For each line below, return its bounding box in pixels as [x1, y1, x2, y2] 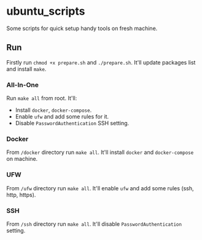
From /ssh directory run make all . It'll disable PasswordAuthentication [6, 220, 182, 228]
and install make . [6, 65, 47, 72]
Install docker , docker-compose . [15, 106, 92, 114]
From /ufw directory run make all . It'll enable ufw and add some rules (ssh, [6, 184, 194, 192]
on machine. [6, 155, 38, 163]
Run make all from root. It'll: [6, 95, 77, 102]
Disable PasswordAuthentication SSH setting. [15, 120, 130, 127]
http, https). [6, 191, 36, 198]
